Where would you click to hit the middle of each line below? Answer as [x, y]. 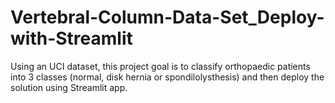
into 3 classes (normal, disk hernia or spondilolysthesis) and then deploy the [167, 77]
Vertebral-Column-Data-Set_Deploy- [167, 17]
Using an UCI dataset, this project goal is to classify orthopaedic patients [160, 66]
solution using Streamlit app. [69, 87]
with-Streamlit [71, 38]
